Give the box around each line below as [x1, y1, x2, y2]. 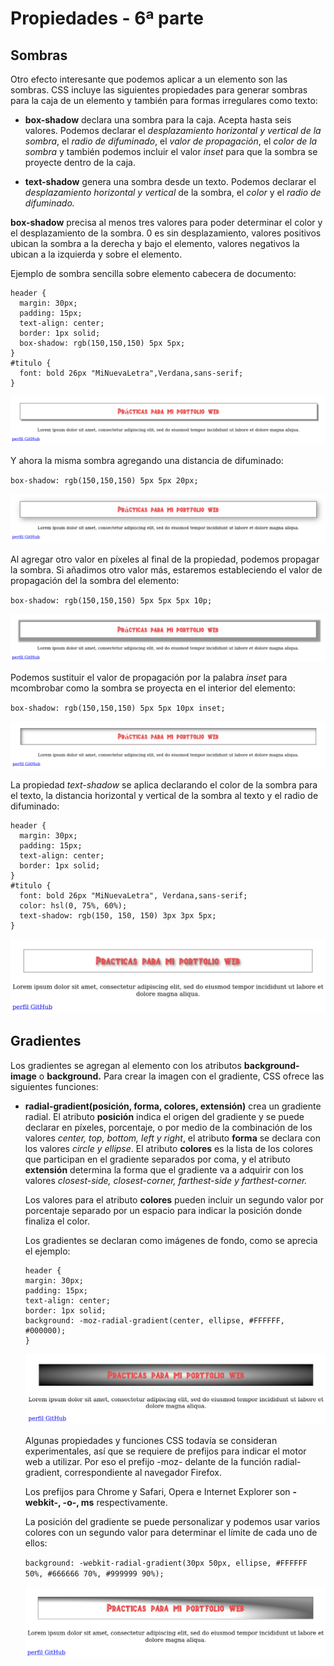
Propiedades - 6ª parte [10, 7, 204, 30]
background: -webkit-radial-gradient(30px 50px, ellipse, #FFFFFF [24, 1558, 308, 1569]
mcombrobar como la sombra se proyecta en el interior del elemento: [10, 682, 296, 694]
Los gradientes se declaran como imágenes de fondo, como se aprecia [24, 1234, 318, 1246]
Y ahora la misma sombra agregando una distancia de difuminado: [10, 454, 284, 466]
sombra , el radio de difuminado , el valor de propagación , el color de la [24, 135, 318, 147]
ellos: [24, 1537, 48, 1549]
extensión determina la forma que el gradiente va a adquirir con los [24, 1163, 304, 1176]
